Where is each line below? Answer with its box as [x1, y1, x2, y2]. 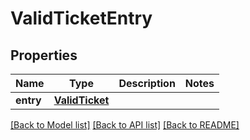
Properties [10, 47, 78, 64]
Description [118, 77, 176, 90]
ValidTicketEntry [10, 7, 153, 30]
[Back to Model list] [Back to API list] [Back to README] [10, 119, 240, 131]
